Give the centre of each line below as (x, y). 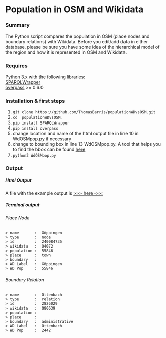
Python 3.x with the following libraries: (45, 77)
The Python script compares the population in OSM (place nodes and (77, 36)
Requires (16, 66)
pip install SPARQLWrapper (41, 123)
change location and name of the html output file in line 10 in (75, 134)
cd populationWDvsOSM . (37, 117)
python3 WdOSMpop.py (34, 156)
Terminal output (23, 205)
